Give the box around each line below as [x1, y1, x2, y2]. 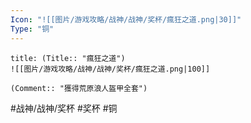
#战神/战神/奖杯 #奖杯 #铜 [10, 102, 118, 114]
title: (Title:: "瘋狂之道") [10, 53, 126, 63]
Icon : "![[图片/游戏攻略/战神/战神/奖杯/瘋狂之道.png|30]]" [10, 14, 242, 25]
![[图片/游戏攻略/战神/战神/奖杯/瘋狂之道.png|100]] [10, 64, 211, 74]
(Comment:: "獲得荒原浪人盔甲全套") [10, 83, 148, 93]
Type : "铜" [10, 24, 55, 34]
